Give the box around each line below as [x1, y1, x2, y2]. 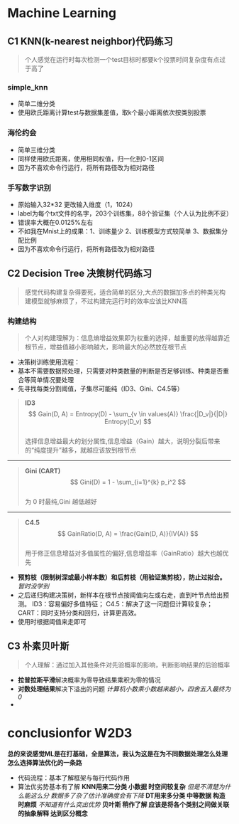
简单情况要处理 [30, 376, 74, 384]
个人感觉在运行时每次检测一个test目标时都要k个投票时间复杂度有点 [24, 56, 220, 63]
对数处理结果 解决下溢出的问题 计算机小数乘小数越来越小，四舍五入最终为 [17, 685, 231, 693]
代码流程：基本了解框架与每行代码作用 [17, 773, 130, 782]
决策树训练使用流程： [17, 358, 80, 366]
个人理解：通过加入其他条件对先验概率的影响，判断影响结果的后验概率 [24, 660, 230, 669]
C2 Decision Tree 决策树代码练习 [7, 268, 152, 280]
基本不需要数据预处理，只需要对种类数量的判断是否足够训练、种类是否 [17, 366, 223, 375]
